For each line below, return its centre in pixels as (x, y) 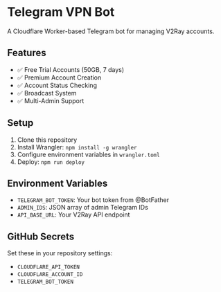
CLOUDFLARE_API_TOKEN (48, 267)
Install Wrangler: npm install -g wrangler (77, 147)
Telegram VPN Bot (61, 12)
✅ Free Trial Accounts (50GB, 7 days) (71, 69)
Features (27, 53)
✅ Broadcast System (47, 93)
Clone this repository (47, 140)
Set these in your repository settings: (60, 253)
